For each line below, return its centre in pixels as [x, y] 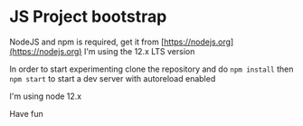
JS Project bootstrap [88, 17]
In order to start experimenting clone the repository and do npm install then [151, 69]
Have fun [26, 113]
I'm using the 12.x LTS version [139, 51]
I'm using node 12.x [46, 96]
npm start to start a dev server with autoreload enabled [113, 78]
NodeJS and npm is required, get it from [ [87, 42]
